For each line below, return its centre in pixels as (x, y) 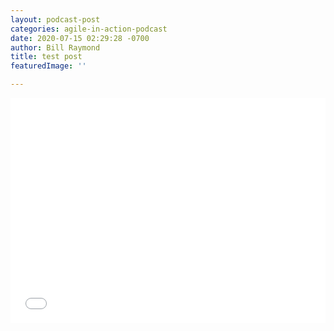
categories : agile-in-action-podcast (89, 29)
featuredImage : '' (48, 66)
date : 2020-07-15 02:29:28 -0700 (80, 38)
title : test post (46, 57)
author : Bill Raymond (55, 47)
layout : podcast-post (55, 19)
